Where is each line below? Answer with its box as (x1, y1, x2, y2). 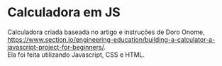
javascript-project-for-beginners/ (7, 43, 104, 51)
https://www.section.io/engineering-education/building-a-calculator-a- (7, 35, 216, 43)
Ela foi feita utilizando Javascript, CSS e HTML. (7, 50, 145, 59)
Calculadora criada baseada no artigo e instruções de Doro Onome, (7, 28, 205, 36)
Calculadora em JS (7, 4, 121, 21)
